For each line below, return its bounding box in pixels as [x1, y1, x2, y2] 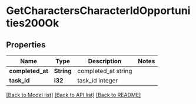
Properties [6, 40, 46, 50]
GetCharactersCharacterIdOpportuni [6, 4, 191, 18]
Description [88, 57, 122, 65]
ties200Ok [6, 16, 59, 30]
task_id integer [77, 77, 118, 84]
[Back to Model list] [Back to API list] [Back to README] [6, 92, 141, 98]
